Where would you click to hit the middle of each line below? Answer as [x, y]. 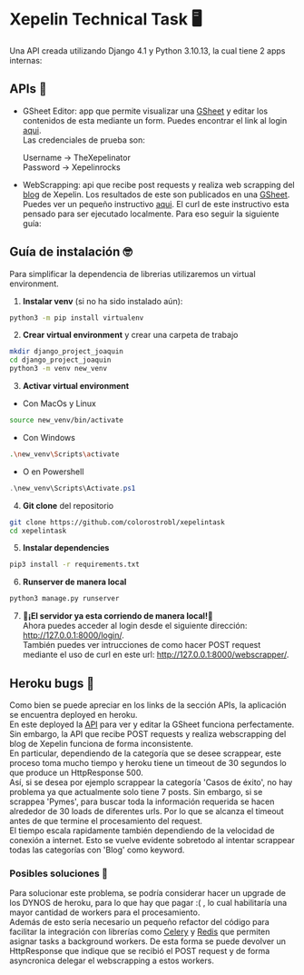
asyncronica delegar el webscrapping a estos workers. [112, 960]
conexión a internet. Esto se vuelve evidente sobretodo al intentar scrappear [152, 840]
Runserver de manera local [74, 582]
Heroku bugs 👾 [52, 683]
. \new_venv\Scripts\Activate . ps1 [73, 488]
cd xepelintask [38, 531]
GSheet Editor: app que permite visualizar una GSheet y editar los [145, 111]
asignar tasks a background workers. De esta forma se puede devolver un [148, 941]
